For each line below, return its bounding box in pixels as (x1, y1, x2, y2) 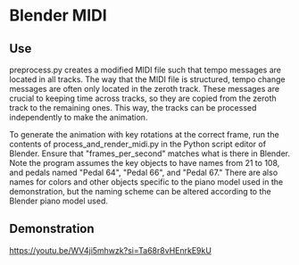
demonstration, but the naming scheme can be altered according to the (9, 186, 271, 196)
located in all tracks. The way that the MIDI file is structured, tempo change (9, 74, 286, 85)
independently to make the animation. (9, 112, 148, 122)
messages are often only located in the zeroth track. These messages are (9, 84, 279, 94)
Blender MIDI (9, 5, 107, 26)
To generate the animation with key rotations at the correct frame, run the (9, 129, 279, 139)
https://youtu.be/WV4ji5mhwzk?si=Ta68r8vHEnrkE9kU (9, 244, 212, 255)
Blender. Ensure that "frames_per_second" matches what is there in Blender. (9, 148, 291, 159)
